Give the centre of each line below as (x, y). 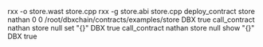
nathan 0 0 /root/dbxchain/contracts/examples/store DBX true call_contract (131, 20)
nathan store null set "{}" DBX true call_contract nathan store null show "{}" (131, 28)
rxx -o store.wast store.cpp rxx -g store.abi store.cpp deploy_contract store (131, 11)
